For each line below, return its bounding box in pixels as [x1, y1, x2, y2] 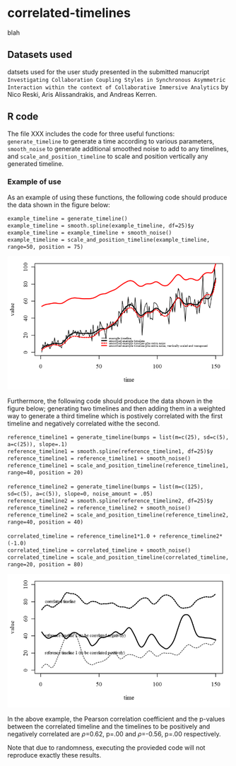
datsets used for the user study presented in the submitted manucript [7, 67, 210, 76]
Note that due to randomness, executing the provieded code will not [7, 743, 206, 752]
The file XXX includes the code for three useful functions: [7, 129, 175, 138]
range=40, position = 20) [7, 469, 83, 476]
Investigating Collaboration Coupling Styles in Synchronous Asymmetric [7, 76, 226, 83]
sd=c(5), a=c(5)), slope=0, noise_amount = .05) [7, 490, 153, 497]
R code [7, 111, 39, 123]
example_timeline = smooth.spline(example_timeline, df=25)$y [7, 222, 194, 229]
